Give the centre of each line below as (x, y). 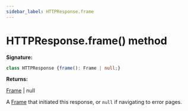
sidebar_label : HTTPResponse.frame (50, 12)
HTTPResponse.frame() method (87, 40)
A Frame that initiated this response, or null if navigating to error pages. (94, 102)
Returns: (17, 79)
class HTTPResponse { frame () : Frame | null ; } (63, 68)
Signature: (19, 57)
